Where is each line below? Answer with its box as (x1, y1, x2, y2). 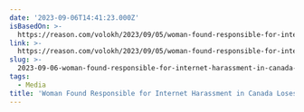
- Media (17, 80, 47, 89)
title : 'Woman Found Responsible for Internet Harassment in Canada (9, 89, 273, 98)
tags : (9, 72, 30, 81)
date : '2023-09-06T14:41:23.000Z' (9, 13, 140, 23)
